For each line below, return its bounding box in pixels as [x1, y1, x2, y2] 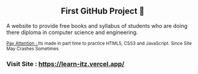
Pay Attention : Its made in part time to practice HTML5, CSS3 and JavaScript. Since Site [6, 40, 193, 46]
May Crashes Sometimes [6, 45, 59, 52]
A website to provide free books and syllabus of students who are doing [6, 22, 188, 29]
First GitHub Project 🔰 [61, 6, 145, 16]
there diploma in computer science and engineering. [6, 29, 139, 36]
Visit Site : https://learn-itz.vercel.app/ [6, 59, 125, 68]
